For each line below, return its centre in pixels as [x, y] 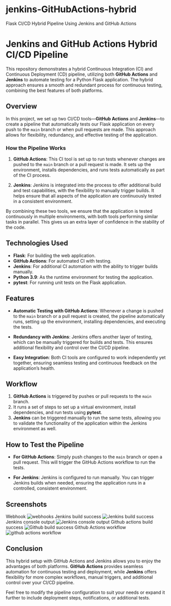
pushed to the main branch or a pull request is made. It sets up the [82, 164]
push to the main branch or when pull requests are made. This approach [81, 129]
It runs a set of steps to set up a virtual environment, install [74, 407]
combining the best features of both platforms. [55, 90]
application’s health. [34, 368]
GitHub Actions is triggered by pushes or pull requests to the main [82, 396]
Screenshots [26, 504]
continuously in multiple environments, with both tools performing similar [82, 216]
